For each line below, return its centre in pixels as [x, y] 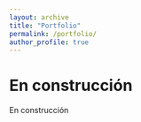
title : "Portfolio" [45, 26]
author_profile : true [49, 42]
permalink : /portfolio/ [53, 34]
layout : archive [39, 17]
